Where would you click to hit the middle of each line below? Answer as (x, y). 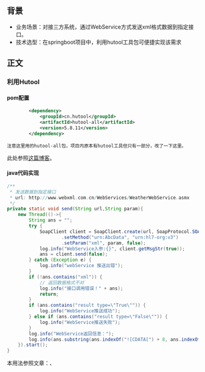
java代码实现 (23, 173)
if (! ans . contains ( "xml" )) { (66, 277)
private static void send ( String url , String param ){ (75, 209)
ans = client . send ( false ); (74, 254)
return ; (49, 294)
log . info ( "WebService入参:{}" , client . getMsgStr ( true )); (112, 249)
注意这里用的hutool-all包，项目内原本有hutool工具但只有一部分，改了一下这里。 (97, 146)
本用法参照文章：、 (31, 363)
